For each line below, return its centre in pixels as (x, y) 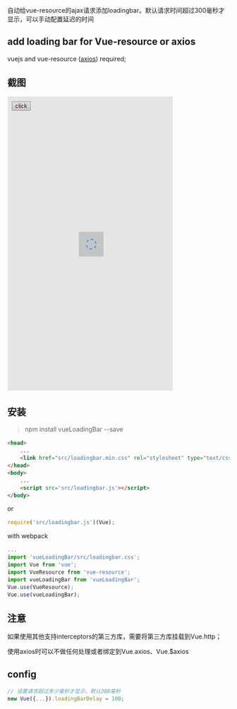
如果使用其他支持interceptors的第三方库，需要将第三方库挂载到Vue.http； (115, 636)
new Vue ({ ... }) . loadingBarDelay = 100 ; (66, 698)
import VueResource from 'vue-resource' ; (69, 572)
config (22, 674)
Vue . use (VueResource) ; (41, 587)
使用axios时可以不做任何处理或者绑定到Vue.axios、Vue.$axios (98, 652)
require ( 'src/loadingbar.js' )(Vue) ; (61, 523)
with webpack (28, 536)
